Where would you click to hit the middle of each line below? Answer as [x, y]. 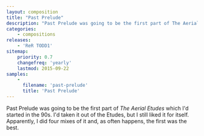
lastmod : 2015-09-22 [43, 68]
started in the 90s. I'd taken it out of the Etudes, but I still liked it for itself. [98, 114]
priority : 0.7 [35, 57]
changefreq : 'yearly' [44, 63]
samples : [17, 74]
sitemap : [17, 52]
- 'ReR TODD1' [35, 46]
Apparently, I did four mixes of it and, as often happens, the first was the [97, 121]
